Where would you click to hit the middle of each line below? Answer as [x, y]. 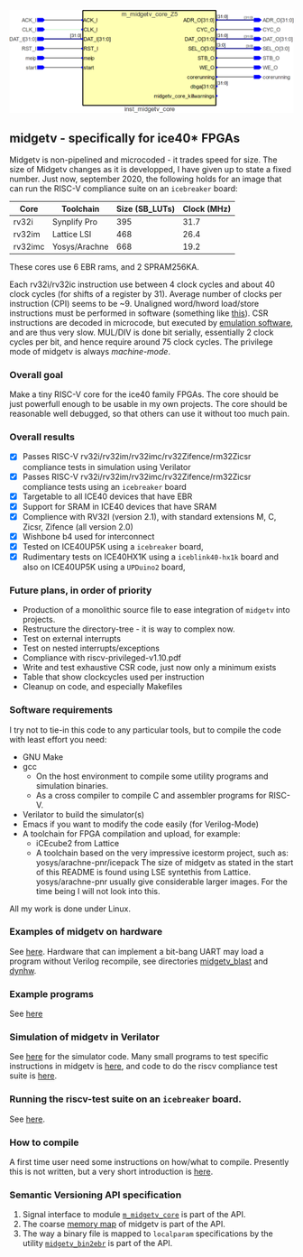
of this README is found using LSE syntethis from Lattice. [143, 872]
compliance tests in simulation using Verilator [106, 467]
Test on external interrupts [72, 639]
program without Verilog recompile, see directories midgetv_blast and [139, 961]
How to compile [44, 1142]
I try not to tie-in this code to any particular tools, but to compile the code [145, 730]
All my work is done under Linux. [70, 909]
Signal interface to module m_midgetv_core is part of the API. [134, 1215]
